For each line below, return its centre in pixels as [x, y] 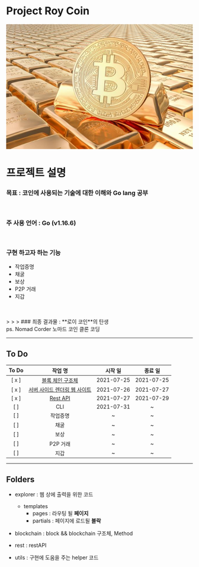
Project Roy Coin [48, 11]
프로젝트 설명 [36, 173]
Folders [20, 479]
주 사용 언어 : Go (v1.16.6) [41, 223]
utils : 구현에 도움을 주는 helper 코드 [57, 557]
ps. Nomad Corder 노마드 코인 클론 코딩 [53, 329]
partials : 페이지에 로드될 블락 [67, 521]
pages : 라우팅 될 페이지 [60, 514]
